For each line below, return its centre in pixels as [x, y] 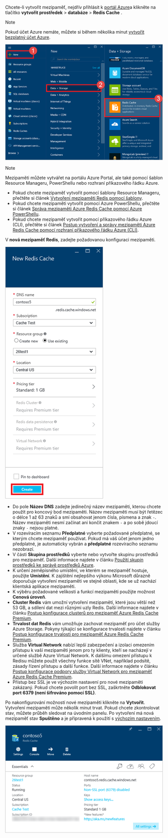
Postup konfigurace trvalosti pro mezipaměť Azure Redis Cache [78, 634]
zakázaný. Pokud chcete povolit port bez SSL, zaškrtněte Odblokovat [84, 687]
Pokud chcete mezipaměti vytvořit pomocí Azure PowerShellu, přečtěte [86, 203]
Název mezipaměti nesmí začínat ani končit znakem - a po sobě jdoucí [85, 523]
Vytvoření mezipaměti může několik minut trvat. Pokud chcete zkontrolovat [82, 708]
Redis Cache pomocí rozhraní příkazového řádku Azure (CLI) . [75, 230]
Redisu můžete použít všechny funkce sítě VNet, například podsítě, [81, 661]
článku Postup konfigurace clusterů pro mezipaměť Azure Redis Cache [85, 613]
